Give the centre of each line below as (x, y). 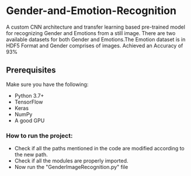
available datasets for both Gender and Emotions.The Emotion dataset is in (96, 39)
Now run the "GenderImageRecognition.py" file (71, 167)
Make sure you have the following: (47, 84)
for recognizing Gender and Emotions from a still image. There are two (91, 33)
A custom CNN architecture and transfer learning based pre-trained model (96, 27)
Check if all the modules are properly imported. (71, 161)
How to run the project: (39, 136)
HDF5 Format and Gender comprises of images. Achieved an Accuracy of (95, 46)
